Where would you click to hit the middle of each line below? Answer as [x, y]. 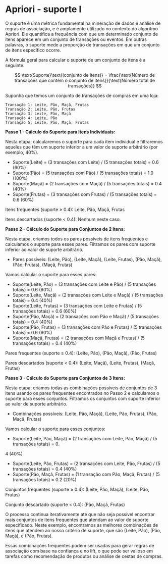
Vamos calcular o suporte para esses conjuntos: [55, 429]
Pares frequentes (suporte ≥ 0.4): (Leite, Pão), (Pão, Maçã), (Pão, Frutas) [81, 353]
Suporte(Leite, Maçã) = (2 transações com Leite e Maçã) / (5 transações [88, 295]
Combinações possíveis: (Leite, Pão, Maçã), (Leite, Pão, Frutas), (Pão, [85, 414]
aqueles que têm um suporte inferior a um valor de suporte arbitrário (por [81, 147]
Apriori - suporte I [43, 9]
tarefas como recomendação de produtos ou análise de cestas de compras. [84, 556]
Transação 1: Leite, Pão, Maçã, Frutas [47, 105]
